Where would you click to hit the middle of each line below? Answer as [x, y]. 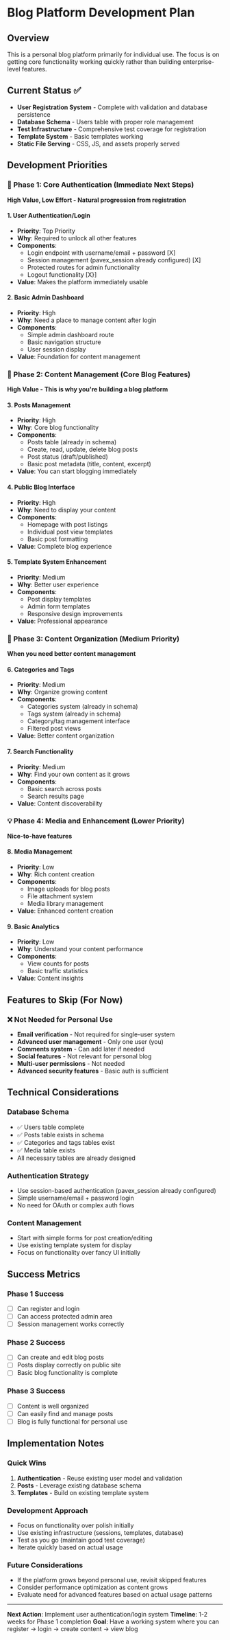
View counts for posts [58, 964]
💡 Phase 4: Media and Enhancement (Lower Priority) [96, 821]
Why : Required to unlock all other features [77, 238]
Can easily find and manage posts [65, 1413]
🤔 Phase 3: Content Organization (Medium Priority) [93, 639]
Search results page [55, 796]
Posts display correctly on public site [69, 1365]
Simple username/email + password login [76, 1198]
